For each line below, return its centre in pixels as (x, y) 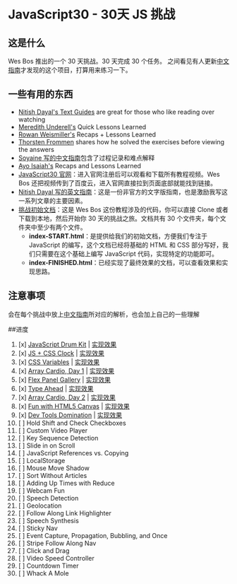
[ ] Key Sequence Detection (58, 438)
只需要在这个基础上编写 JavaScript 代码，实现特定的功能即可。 (126, 253)
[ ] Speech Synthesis (49, 520)
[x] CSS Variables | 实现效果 (59, 362)
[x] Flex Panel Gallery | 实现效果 (65, 380)
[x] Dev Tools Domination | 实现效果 (70, 415)
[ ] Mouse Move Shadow (54, 468)
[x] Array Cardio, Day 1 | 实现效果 (66, 370)
